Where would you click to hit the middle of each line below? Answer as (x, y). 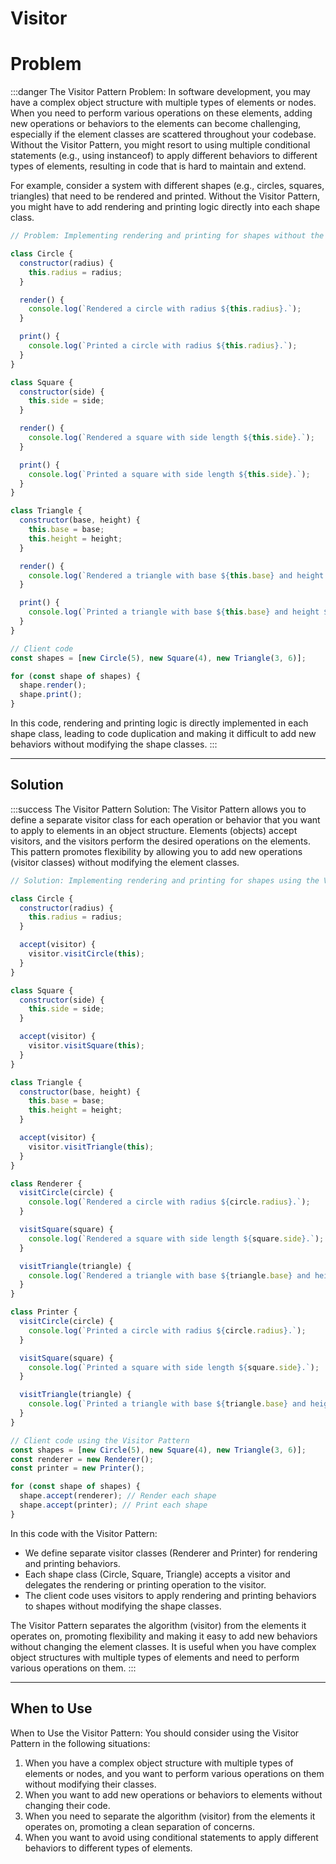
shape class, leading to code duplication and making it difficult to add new (163, 733)
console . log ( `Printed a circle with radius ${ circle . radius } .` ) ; (167, 1330)
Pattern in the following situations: (80, 1743)
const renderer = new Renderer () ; (82, 1459)
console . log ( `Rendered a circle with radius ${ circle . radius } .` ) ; (169, 1202)
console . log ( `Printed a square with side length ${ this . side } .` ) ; (169, 474)
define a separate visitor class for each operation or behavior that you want (165, 819)
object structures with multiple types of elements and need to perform (155, 1657)
